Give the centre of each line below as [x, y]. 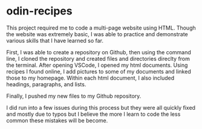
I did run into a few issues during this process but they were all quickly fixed [101, 107]
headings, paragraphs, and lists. [46, 84]
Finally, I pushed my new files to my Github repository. [74, 96]
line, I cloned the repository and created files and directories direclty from [98, 58]
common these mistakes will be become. [57, 120]
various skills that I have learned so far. [55, 40]
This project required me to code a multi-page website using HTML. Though [101, 28]
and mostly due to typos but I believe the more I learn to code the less [93, 114]
